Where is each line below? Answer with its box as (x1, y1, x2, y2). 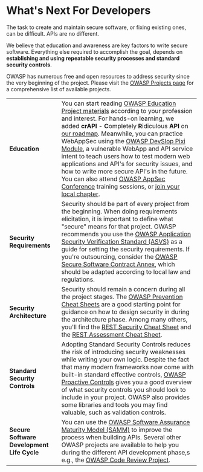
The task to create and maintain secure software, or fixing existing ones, (6, 24, 187, 31)
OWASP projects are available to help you (61, 441, 179, 449)
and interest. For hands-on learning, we (61, 114, 175, 123)
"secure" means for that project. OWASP (61, 222, 176, 230)
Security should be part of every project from (61, 199, 190, 208)
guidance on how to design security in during (61, 308, 190, 316)
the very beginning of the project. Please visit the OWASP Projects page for (6, 79, 195, 86)
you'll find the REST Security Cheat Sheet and (61, 323, 192, 331)
